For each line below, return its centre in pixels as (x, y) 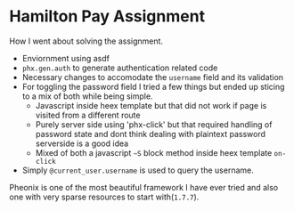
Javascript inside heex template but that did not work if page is (151, 105)
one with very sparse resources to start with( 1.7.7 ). (104, 197)
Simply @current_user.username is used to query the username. (138, 170)
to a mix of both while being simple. (87, 96)
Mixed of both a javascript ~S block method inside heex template (154, 152)
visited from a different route (88, 115)
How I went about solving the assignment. (86, 41)
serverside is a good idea (82, 143)
